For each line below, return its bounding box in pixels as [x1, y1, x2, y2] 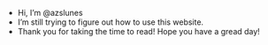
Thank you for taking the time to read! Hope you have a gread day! [17, 26, 261, 36]
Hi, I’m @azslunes [17, 8, 83, 18]
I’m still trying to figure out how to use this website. [17, 17, 204, 27]
